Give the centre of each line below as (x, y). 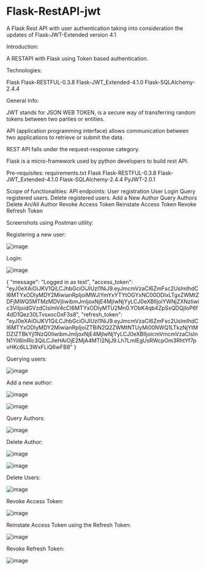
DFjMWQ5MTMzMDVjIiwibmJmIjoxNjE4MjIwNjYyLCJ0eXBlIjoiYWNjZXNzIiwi (103, 301)
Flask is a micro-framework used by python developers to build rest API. (97, 161)
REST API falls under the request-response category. (73, 149)
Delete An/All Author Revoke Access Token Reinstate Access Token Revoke (102, 204)
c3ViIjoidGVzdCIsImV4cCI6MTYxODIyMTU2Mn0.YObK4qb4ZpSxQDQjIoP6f (102, 308)
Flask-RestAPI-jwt (54, 11)
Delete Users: (24, 477)
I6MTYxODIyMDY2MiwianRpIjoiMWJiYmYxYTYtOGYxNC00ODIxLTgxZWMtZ (103, 294)
